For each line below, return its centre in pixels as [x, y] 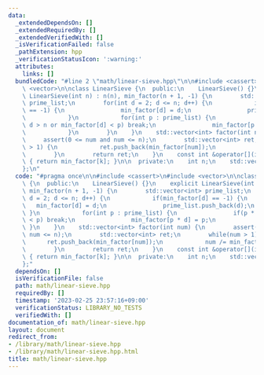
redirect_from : [33, 337]
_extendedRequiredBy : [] [56, 30]
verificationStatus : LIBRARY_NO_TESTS [79, 307]
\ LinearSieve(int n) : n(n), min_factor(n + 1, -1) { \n [117, 96]
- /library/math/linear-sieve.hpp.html [73, 352]
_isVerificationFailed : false [64, 45]
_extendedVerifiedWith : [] [59, 37]
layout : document [37, 330]
